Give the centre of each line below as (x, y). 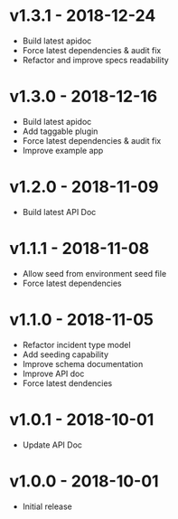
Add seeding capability (66, 354)
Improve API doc (53, 373)
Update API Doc (52, 445)
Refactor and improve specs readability (95, 60)
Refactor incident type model (76, 344)
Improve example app (63, 150)
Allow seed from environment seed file (94, 273)
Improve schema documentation (83, 363)
